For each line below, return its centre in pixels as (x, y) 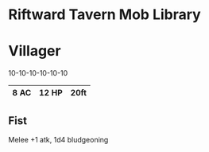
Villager (35, 51)
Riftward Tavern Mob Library (104, 15)
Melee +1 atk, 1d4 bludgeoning (58, 139)
